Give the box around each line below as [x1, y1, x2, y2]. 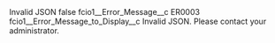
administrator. [9, 25, 60, 36]
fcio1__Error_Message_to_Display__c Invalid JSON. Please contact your [9, 16, 267, 26]
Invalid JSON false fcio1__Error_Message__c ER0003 [9, 7, 201, 17]
